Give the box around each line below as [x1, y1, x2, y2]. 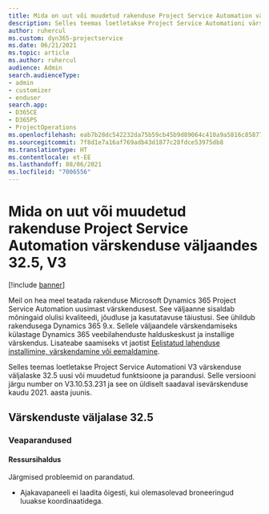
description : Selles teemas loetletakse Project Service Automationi [8, 19, 246, 27]
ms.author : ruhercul [8, 57, 78, 65]
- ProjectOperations [8, 123, 78, 131]
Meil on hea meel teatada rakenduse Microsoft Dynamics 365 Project [8, 295, 236, 305]
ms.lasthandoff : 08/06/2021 [8, 161, 102, 169]
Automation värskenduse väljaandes [8, 237, 258, 255]
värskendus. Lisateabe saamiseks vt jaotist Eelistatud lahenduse [8, 338, 220, 347]
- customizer [8, 86, 52, 94]
